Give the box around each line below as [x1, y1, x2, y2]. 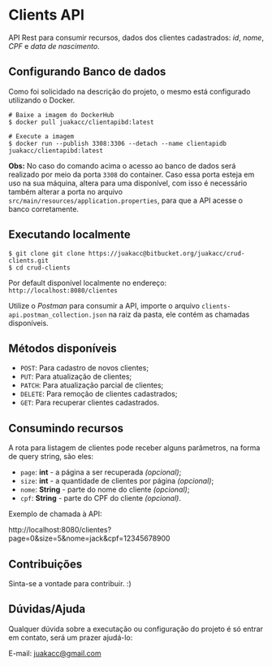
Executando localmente [8, 228, 132, 242]
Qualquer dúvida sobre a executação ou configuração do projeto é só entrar [8, 624, 264, 633]
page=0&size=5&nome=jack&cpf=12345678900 [8, 533, 171, 543]
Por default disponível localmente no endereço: [8, 278, 167, 287]
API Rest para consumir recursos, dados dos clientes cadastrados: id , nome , [8, 33, 264, 42]
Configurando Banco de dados [8, 65, 166, 79]
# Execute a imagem [8, 132, 75, 140]
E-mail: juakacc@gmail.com [8, 648, 101, 658]
